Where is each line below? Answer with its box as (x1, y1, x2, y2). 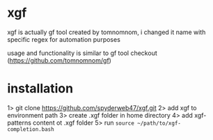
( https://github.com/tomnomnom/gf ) (7, 56, 111, 64)
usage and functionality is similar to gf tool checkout (7, 49, 158, 57)
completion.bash (7, 125, 54, 133)
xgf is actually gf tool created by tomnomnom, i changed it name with (7, 28, 206, 36)
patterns (7, 118, 31, 127)
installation (7, 81, 74, 97)
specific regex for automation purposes (7, 35, 120, 43)
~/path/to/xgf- (136, 120, 181, 127)
